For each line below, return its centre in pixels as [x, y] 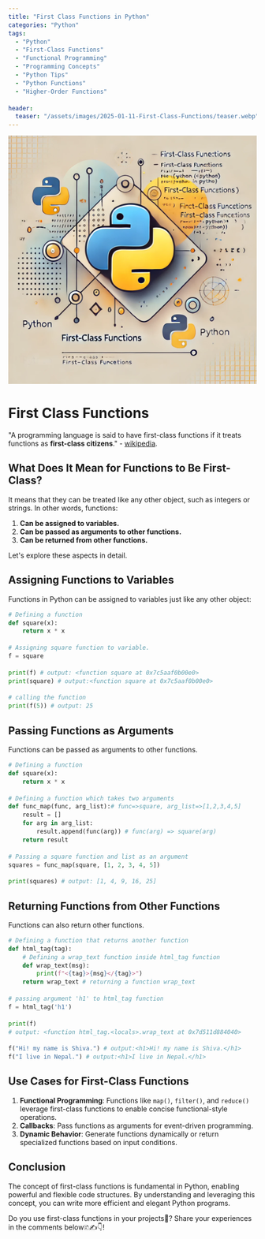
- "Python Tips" [42, 75]
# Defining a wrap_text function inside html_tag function [121, 957]
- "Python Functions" [51, 83]
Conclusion [37, 1167]
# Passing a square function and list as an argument [99, 856]
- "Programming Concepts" [58, 67]
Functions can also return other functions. [76, 925]
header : [21, 108]
